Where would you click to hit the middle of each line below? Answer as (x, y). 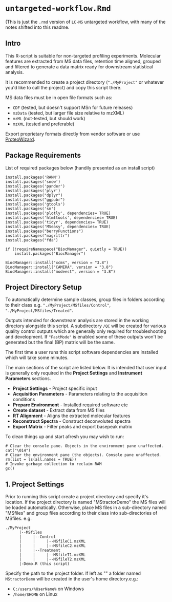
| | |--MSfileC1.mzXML (52, 541)
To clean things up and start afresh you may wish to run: (65, 437)
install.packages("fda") (32, 240)
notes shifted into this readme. (37, 27)
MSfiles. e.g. (18, 519)
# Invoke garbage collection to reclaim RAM (53, 464)
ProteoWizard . (20, 139)
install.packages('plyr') (33, 191)
